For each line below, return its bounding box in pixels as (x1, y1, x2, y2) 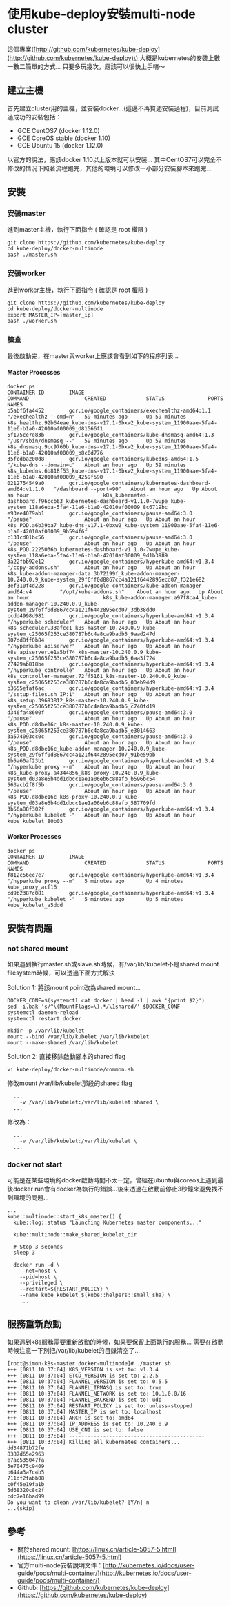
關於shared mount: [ (17, 1545, 74, 1554)
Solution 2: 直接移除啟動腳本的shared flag (7, 1053, 126, 1061)
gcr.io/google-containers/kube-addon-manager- (68, 582, 205, 590)
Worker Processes (7, 832, 61, 840)
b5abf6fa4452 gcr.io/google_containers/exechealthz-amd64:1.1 (7, 408, 212, 415)
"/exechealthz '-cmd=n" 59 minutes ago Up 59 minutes (7, 413, 187, 421)
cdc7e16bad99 (7, 1493, 45, 1500)
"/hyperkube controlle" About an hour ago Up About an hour (7, 667, 196, 674)
